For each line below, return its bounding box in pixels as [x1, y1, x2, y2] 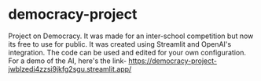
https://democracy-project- [128, 56, 218, 65]
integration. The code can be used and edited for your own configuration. [8, 48, 246, 57]
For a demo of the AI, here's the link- [8, 56, 127, 65]
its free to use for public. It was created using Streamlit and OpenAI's [8, 39, 232, 48]
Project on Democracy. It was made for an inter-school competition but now [8, 31, 254, 40]
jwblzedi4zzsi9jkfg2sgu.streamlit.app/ [8, 64, 132, 73]
